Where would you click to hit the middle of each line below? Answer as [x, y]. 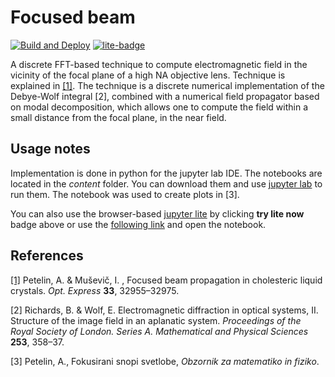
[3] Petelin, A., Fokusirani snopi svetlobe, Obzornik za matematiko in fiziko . [165, 361]
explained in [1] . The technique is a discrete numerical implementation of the [167, 85]
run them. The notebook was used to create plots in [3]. [125, 194]
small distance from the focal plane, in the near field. [118, 117]
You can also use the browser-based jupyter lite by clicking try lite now [157, 213]
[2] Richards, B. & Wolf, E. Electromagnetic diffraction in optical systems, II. [164, 310]
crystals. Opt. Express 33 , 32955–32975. [95, 290]
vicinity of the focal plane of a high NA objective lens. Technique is [148, 75]
